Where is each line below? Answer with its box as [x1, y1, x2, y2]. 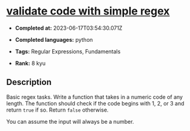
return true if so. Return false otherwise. [6, 106, 109, 113]
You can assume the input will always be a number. [6, 118, 135, 125]
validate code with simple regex [6, 4, 170, 18]
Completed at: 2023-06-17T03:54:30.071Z [15, 24, 123, 32]
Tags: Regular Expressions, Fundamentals [15, 47, 121, 55]
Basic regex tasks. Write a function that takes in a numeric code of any [6, 93, 183, 101]
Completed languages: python [15, 36, 93, 43]
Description [6, 77, 52, 87]
